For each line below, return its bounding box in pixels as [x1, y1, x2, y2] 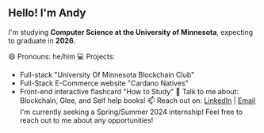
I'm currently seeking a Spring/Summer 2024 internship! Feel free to [19, 107, 243, 116]
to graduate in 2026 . [8, 36, 76, 45]
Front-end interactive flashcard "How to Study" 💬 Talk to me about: [19, 86, 239, 96]
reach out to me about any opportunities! [19, 115, 154, 125]
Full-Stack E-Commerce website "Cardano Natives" [19, 78, 189, 88]
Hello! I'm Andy [8, 6, 86, 20]
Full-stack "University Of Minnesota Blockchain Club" [19, 70, 195, 79]
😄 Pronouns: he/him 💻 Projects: [8, 51, 115, 61]
